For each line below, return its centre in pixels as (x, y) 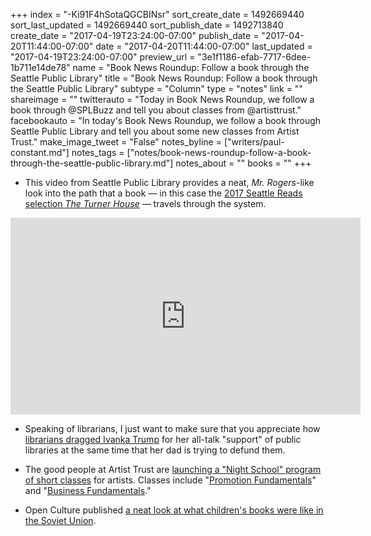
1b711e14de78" (40, 67)
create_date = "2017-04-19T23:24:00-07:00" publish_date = (135, 35)
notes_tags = (98, 152)
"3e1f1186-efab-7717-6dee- (254, 57)
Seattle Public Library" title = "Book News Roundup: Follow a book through (164, 78)
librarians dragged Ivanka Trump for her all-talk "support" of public (163, 439)
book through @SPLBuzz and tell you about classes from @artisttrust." (156, 110)
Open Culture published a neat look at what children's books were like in (174, 510)
